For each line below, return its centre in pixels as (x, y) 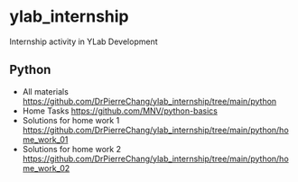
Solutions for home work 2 (72, 149)
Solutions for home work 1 (71, 120)
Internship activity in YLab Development (84, 41)
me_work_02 (46, 168)
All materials (46, 91)
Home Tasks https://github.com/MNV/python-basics (120, 111)
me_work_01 (45, 139)
